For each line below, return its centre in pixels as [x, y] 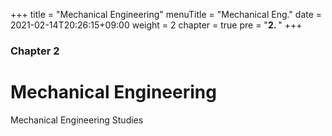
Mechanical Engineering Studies [77, 120]
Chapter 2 [35, 51]
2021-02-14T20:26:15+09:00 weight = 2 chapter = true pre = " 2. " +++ [156, 25]
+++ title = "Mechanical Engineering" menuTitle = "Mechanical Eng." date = [166, 14]
